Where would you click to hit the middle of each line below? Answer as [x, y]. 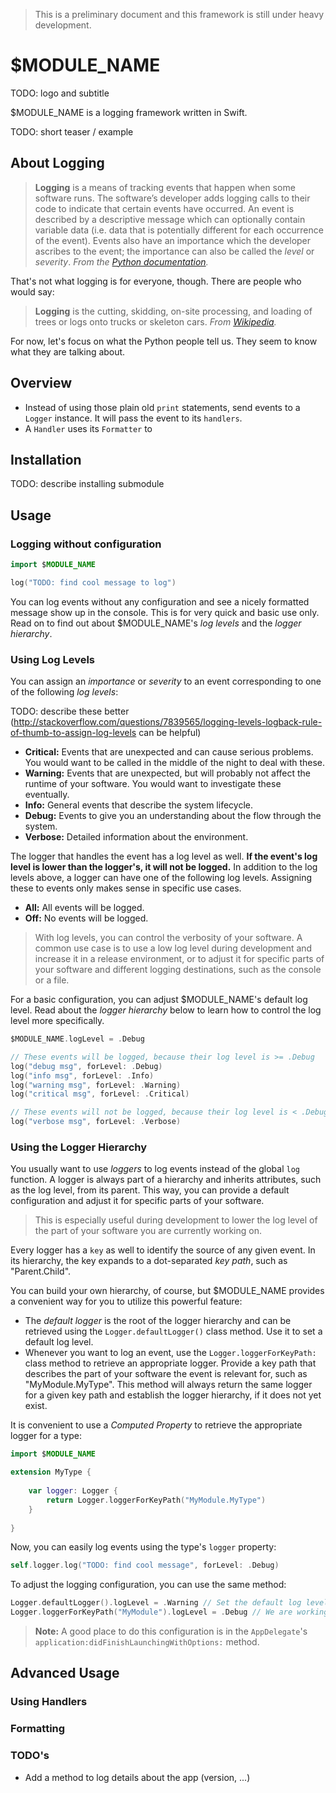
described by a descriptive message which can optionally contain [170, 219]
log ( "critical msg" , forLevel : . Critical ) [100, 1094]
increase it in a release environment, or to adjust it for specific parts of [179, 959]
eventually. [47, 795]
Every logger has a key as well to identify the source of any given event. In [163, 1250]
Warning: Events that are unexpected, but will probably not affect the [168, 773]
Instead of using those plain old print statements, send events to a [162, 407]
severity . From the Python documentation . [121, 261]
